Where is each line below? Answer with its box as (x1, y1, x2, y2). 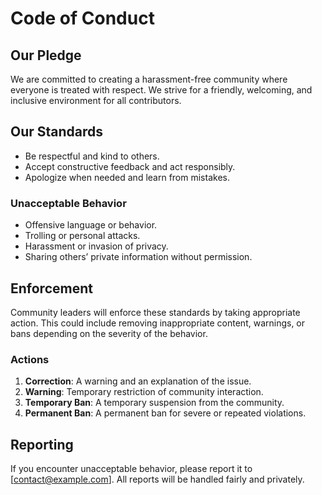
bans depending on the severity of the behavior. (10, 327, 208, 339)
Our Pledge (10, 47, 82, 64)
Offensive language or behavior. (24, 219, 158, 231)
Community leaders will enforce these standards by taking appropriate (10, 306, 301, 318)
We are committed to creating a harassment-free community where (10, 73, 288, 85)
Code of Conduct (10, 7, 155, 30)
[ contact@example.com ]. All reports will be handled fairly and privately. (10, 473, 305, 486)
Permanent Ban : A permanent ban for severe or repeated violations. (24, 407, 307, 419)
